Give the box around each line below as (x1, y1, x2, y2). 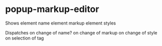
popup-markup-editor (5, 3, 99, 15)
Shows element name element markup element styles (5, 20, 116, 26)
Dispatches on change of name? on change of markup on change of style (5, 29, 157, 35)
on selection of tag (5, 35, 44, 41)
